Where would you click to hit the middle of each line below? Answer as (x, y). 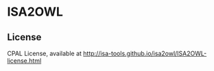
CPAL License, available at (45, 53)
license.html (24, 61)
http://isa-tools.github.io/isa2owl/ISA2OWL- (145, 53)
